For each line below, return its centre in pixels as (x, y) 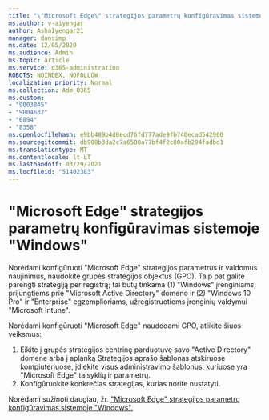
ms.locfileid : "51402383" (51, 172)
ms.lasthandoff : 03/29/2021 (55, 165)
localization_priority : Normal (60, 82)
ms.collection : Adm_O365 (50, 90)
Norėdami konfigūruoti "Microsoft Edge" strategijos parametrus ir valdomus (133, 267)
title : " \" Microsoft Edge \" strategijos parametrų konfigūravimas (121, 16)
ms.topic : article (39, 61)
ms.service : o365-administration (64, 68)
